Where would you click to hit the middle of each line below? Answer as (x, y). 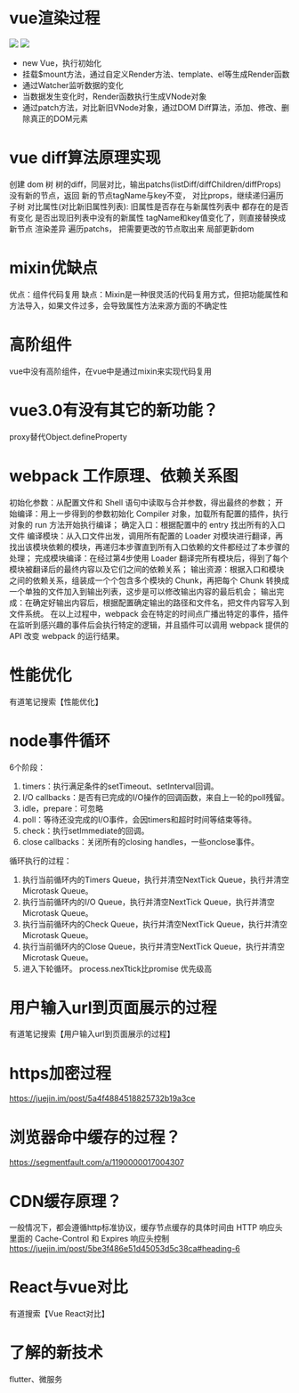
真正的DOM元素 (59, 118)
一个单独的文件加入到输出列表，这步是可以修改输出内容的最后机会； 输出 (143, 591)
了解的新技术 (57, 1353)
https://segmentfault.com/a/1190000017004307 (97, 1162)
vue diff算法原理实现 (85, 158)
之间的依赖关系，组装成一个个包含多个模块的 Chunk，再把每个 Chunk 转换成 (149, 580)
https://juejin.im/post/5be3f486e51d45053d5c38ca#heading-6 (125, 1249)
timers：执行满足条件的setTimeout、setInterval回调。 (120, 786)
